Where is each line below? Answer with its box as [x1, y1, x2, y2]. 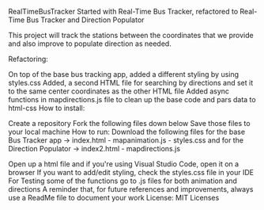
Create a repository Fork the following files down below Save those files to [8, 119, 251, 128]
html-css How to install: [8, 103, 85, 113]
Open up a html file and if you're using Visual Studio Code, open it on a [8, 159, 239, 169]
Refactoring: [8, 55, 49, 63]
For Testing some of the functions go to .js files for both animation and [8, 176, 237, 185]
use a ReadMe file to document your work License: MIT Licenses [8, 193, 220, 202]
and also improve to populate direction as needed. [8, 39, 172, 48]
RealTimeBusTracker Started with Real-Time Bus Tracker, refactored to [8, 7, 239, 16]
